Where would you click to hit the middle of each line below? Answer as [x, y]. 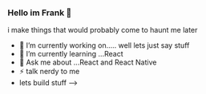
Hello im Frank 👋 [40, 13]
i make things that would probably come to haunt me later [103, 30]
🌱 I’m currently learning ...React [71, 54]
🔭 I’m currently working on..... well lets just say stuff [104, 45]
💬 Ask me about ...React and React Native [88, 62]
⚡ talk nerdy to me [49, 72]
